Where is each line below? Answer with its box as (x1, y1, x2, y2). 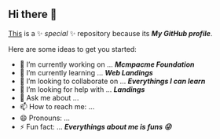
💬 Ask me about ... (19, 93, 79, 102)
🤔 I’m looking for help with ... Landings (19, 84, 145, 94)
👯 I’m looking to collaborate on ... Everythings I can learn (19, 76, 206, 86)
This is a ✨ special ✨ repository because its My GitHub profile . (8, 28, 213, 38)
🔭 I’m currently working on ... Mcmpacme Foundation (19, 60, 195, 69)
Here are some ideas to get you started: (8, 44, 137, 53)
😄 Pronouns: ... (19, 113, 71, 123)
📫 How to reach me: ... (19, 101, 95, 111)
